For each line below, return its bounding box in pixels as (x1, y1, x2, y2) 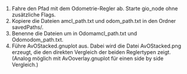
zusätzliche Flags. (11, 11, 56, 18)
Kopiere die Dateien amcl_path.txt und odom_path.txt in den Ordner (11, 18, 176, 24)
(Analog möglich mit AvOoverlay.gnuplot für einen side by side (11, 55, 164, 62)
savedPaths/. (11, 23, 44, 31)
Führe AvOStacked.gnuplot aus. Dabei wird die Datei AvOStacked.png (11, 42, 182, 49)
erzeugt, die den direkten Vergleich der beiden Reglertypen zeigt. (11, 49, 171, 55)
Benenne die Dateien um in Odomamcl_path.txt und (11, 30, 137, 37)
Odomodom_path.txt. (11, 36, 64, 43)
